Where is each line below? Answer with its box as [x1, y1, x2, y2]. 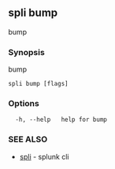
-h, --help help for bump [15, 116, 108, 124]
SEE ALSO [8, 134, 48, 145]
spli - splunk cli [19, 152, 69, 161]
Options [8, 98, 39, 109]
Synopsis [8, 46, 45, 57]
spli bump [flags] [8, 80, 69, 88]
